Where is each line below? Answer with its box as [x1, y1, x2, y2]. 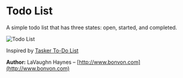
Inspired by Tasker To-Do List [6, 46, 79, 54]
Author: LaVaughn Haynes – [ [6, 58, 79, 65]
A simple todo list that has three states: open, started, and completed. [6, 24, 178, 31]
